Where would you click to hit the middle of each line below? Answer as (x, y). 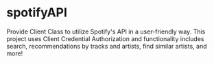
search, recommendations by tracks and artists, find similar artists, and (107, 46)
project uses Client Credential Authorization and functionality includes (105, 38)
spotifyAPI (37, 13)
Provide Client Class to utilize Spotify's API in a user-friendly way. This (106, 32)
